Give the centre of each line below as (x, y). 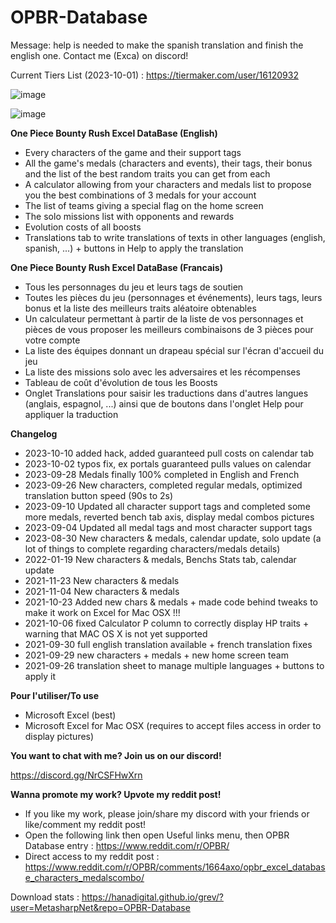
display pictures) (59, 736)
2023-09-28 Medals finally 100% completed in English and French (162, 474)
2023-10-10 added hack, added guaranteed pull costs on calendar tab (169, 453)
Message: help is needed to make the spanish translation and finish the (157, 45)
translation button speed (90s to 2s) (99, 495)
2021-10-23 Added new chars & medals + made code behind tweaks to (171, 602)
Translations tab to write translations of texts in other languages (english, (175, 237)
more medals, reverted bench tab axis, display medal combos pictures (169, 517)
